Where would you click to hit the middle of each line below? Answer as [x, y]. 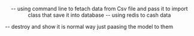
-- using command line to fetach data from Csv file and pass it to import [99, 9]
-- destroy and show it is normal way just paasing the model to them [89, 27]
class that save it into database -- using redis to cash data [99, 15]
